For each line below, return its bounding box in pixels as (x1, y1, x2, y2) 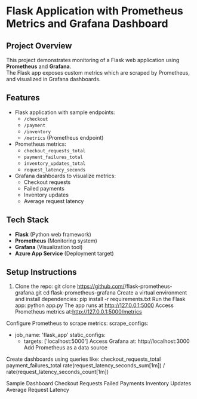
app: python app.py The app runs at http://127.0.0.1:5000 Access (14, 302, 174, 309)
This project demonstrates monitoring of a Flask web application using (6, 57, 180, 63)
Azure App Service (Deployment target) (14, 250, 115, 257)
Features (6, 93, 40, 103)
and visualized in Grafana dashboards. (6, 76, 101, 82)
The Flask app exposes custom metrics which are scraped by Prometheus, (6, 69, 190, 76)
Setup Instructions (6, 267, 77, 277)
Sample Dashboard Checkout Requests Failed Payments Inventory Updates (6, 380, 192, 387)
